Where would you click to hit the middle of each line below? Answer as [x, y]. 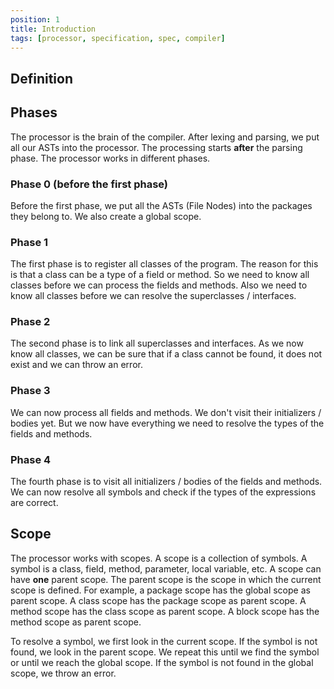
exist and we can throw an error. [76, 365]
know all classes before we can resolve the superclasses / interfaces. [153, 296]
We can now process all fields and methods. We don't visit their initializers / [166, 412]
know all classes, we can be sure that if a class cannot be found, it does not [166, 354]
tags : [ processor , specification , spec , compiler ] [118, 38]
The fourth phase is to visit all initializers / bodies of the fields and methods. [166, 482]
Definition [41, 78]
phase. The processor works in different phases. [110, 158]
